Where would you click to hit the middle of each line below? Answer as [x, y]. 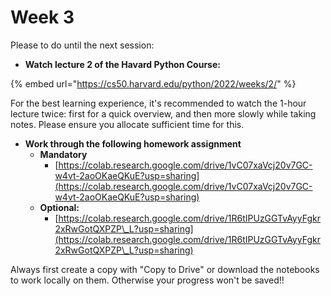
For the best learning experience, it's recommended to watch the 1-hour [158, 103]
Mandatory [63, 154]
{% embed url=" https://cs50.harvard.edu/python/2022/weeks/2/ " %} [153, 83]
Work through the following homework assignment [133, 143]
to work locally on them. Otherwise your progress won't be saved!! [147, 280]
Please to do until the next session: [82, 45]
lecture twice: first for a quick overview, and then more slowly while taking [163, 113]
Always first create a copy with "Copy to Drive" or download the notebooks [165, 269]
